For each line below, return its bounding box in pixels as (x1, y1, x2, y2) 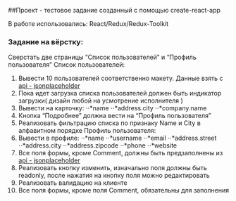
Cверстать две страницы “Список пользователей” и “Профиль (8, 53, 197, 62)
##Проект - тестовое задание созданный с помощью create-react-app (8, 6, 221, 14)
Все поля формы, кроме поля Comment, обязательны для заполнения (18, 186, 230, 195)
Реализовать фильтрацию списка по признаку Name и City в (18, 119, 201, 127)
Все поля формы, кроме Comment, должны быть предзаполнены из (18, 149, 223, 157)
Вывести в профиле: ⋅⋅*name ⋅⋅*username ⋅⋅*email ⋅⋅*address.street (18, 134, 217, 143)
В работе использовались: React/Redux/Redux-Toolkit (8, 20, 169, 27)
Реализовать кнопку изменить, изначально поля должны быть (18, 164, 207, 172)
